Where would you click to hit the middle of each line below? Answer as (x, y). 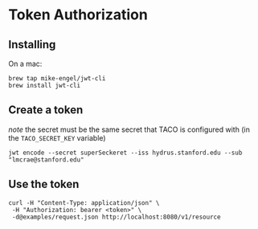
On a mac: (25, 63)
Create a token (46, 110)
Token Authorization (78, 15)
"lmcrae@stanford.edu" (46, 159)
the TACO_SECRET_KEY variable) (57, 137)
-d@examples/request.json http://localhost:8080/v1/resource (116, 217)
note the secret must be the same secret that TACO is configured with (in (129, 129)
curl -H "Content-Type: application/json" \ (84, 202)
